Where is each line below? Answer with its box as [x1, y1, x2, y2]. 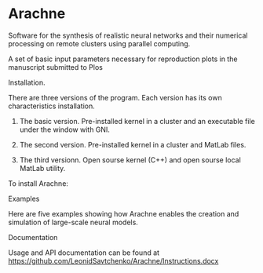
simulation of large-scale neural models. [8, 217, 139, 227]
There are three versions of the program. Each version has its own [8, 93, 222, 102]
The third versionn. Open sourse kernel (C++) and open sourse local [19, 155, 241, 165]
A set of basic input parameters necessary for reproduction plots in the [8, 54, 238, 64]
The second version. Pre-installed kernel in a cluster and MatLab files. [19, 140, 247, 149]
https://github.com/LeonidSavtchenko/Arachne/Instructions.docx [8, 256, 219, 265]
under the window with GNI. [19, 125, 110, 134]
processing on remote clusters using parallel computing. [8, 38, 191, 48]
